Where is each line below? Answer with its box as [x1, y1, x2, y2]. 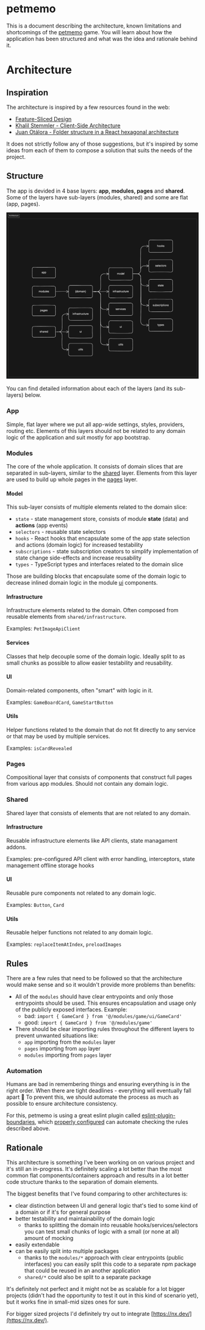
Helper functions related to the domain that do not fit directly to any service [6, 726, 196, 733]
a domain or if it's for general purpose [15, 1208, 111, 1216]
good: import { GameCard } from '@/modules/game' [24, 1019, 153, 1026]
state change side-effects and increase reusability [15, 554, 142, 561]
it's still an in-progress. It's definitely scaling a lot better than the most [6, 1166, 182, 1173]
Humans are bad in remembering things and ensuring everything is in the [6, 1081, 190, 1088]
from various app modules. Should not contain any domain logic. [6, 780, 169, 788]
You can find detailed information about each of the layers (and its [6, 385, 173, 393]
